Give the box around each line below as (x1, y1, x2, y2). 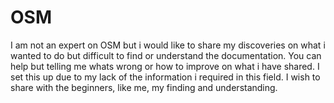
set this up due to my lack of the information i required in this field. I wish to (10, 71, 321, 83)
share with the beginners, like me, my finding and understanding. (10, 81, 278, 93)
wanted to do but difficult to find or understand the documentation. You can (10, 49, 322, 61)
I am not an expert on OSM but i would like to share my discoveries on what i (10, 39, 326, 51)
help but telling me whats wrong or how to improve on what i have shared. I (10, 60, 320, 72)
